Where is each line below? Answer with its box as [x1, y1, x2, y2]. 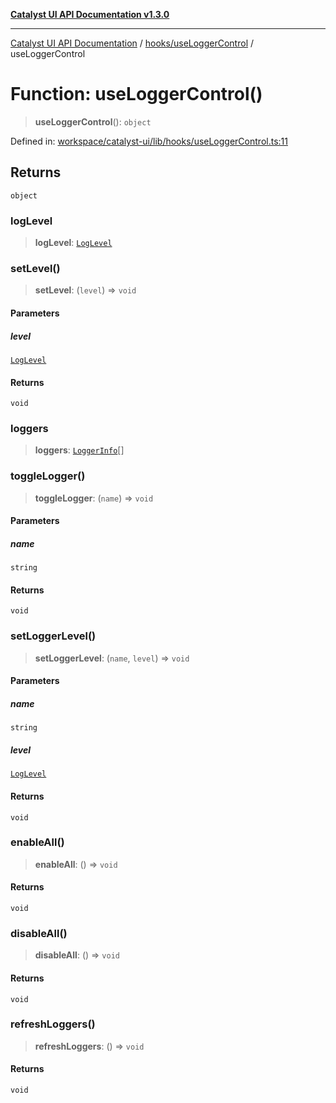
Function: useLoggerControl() [10, 83, 263, 106]
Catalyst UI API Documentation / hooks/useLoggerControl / [10, 37, 255, 49]
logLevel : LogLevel [34, 237, 113, 249]
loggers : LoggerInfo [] [34, 444, 125, 456]
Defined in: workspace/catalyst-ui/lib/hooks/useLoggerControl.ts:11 [10, 135, 288, 147]
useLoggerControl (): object [34, 115, 152, 128]
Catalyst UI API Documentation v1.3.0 [10, 9, 170, 20]
